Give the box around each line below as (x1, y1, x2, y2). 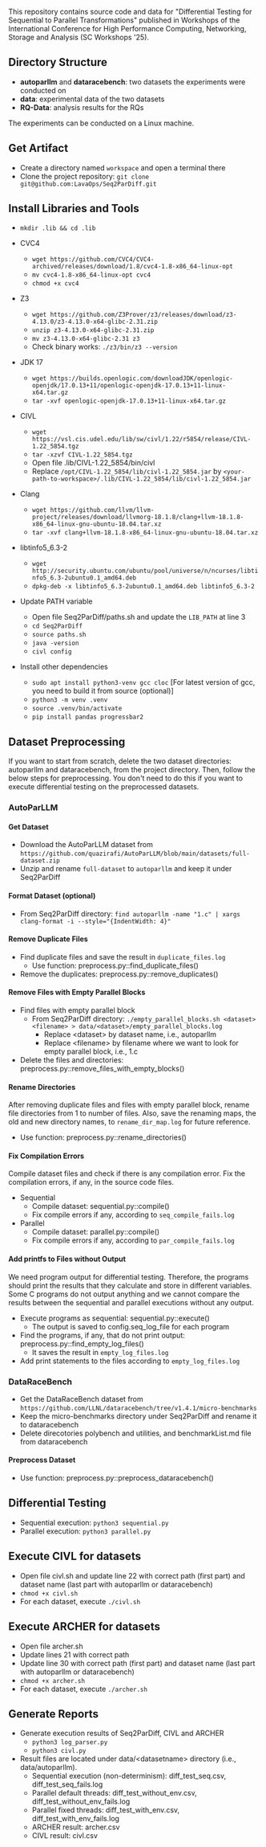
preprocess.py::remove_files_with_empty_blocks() (19, 1063, 185, 1073)
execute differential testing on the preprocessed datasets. (8, 782, 199, 792)
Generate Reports (8, 1707, 99, 1721)
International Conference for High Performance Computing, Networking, (8, 24, 247, 33)
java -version (31, 639, 79, 648)
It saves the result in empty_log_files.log (31, 1347, 169, 1357)
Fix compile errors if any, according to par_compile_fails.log (31, 1235, 235, 1245)
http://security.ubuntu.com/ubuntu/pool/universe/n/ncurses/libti (31, 567, 259, 575)
